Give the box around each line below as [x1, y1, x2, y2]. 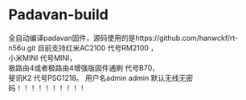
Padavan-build [8, 6, 109, 24]
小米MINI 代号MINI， [8, 53, 77, 62]
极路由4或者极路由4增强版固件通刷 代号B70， [8, 62, 159, 73]
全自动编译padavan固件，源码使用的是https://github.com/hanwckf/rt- [8, 33, 239, 42]
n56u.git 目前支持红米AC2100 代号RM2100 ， [8, 42, 158, 53]
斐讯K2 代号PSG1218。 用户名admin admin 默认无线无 [8, 73, 187, 82]
